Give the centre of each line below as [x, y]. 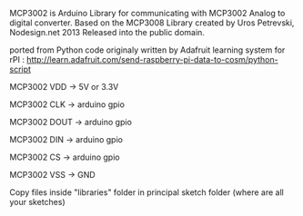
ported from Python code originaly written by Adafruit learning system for [147, 50]
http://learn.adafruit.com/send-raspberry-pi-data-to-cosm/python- [153, 59]
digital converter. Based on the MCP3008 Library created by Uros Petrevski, [152, 23]
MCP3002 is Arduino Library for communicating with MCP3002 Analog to [147, 13]
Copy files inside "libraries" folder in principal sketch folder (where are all [146, 192]
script [20, 69]
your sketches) [37, 202]
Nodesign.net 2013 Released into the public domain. [107, 32]
